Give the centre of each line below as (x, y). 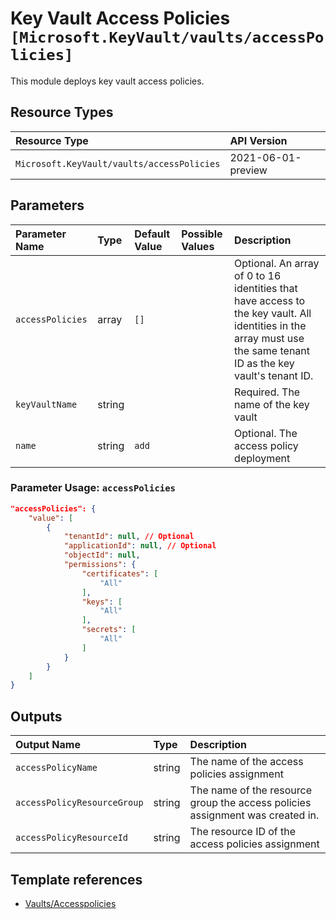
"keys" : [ (102, 602)
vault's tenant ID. (274, 375)
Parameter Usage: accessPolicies (93, 488)
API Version (258, 140)
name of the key (272, 404)
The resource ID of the (243, 832)
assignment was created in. (254, 815)
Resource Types (62, 112)
